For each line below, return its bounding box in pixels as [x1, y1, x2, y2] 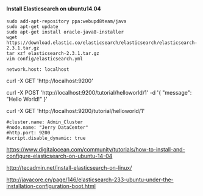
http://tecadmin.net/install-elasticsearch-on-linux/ [6, 164, 132, 172]
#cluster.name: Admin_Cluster [6, 119, 84, 125]
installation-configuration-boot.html [6, 183, 96, 190]
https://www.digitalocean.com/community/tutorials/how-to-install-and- [6, 146, 185, 153]
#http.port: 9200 [6, 130, 51, 136]
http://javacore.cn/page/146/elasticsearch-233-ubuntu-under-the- [6, 176, 174, 183]
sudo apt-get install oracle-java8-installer [6, 29, 124, 35]
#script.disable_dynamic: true [6, 135, 86, 142]
